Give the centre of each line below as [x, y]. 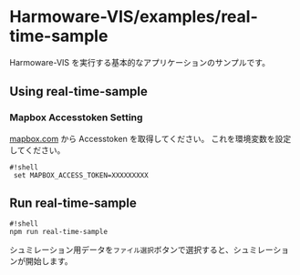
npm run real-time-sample [58, 232]
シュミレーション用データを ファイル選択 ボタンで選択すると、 [122, 250]
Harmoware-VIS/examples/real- [134, 17]
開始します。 [49, 261]
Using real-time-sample [79, 92]
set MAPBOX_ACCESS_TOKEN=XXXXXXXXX [81, 175]
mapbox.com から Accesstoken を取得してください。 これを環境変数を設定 [150, 138]
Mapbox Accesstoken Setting [76, 117]
